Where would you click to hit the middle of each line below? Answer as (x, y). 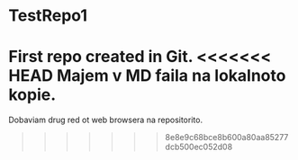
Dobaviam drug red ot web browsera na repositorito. (106, 120)
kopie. (32, 95)
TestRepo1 (48, 16)
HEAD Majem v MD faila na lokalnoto (147, 76)
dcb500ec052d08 (199, 147)
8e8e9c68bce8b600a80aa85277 (227, 138)
